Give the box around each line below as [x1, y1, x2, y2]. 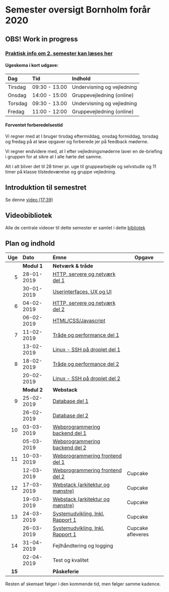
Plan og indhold [5, 239, 55, 247]
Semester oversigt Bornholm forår [5, 4, 151, 16]
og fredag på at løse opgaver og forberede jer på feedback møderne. [5, 138, 149, 144]
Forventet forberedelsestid [5, 122, 63, 128]
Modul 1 [22, 263, 43, 270]
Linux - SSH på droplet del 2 [52, 375, 121, 382]
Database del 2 [52, 412, 89, 419]
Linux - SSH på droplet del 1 [52, 346, 121, 353]
